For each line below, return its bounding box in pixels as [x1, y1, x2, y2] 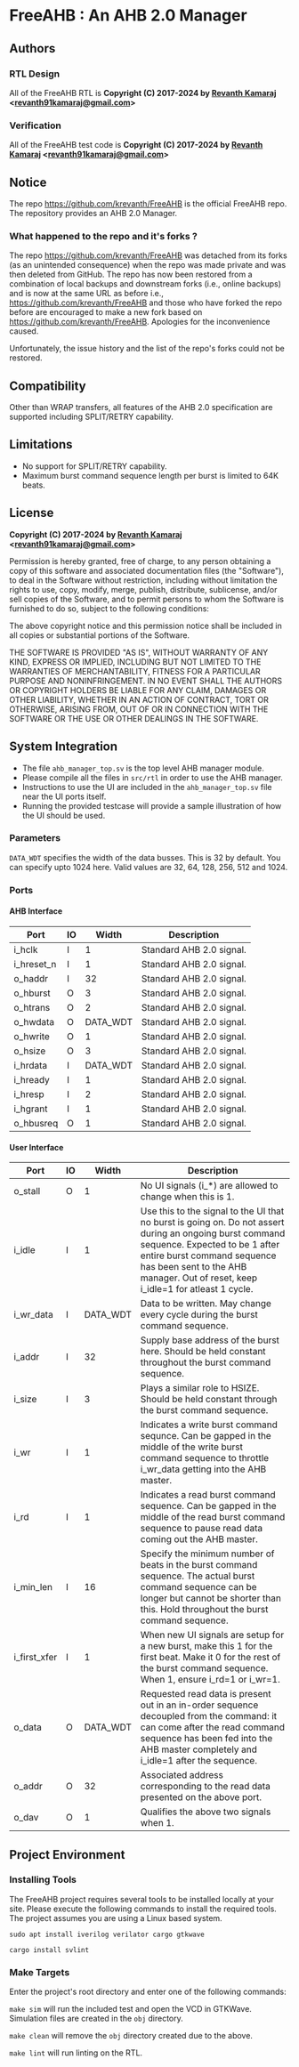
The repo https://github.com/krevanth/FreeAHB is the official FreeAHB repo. [9, 198, 287, 209]
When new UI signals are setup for [140, 1629, 285, 1642]
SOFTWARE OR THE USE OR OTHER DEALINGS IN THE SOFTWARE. [9, 713, 259, 723]
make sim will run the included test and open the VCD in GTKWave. [9, 2004, 252, 2015]
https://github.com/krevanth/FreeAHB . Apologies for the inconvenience [9, 317, 271, 327]
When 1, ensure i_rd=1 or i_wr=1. [140, 1674, 280, 1686]
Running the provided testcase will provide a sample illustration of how [21, 800, 282, 811]
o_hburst [13, 987, 51, 999]
